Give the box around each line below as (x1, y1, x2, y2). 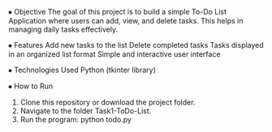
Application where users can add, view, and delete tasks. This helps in (8, 16, 244, 25)
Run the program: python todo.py (19, 115, 132, 124)
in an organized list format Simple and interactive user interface (8, 49, 221, 59)
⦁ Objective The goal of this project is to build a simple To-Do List (8, 7, 227, 16)
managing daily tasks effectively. (8, 24, 119, 34)
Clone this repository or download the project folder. (19, 97, 196, 107)
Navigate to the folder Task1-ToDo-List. (19, 106, 152, 116)
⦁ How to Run (8, 81, 54, 91)
